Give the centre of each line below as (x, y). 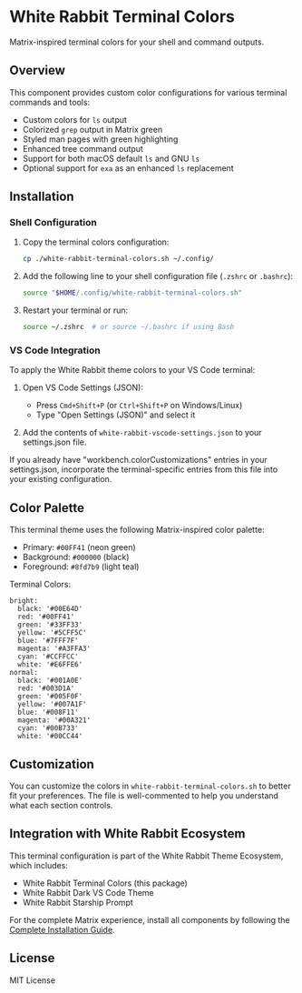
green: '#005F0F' (50, 697)
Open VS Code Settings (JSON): (83, 387)
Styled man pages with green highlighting (100, 139)
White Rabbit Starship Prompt (78, 902)
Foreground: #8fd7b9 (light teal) (81, 567)
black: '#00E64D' (50, 609)
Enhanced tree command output (83, 148)
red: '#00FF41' (46, 617)
